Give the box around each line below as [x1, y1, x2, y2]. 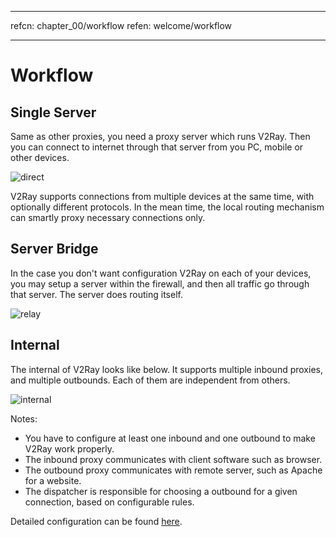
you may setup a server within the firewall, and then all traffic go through [10, 277, 310, 290]
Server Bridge [10, 241, 99, 258]
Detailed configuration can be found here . [10, 515, 183, 527]
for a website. [24, 474, 82, 486]
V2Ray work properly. [24, 442, 115, 455]
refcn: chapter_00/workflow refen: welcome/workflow [10, 20, 233, 31]
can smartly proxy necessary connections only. [10, 212, 206, 223]
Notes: [10, 412, 38, 425]
